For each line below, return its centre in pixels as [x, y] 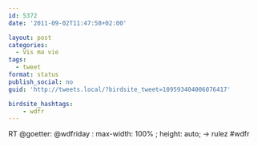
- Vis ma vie [37, 53]
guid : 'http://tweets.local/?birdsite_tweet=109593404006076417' [119, 89]
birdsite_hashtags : [41, 104]
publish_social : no [41, 82]
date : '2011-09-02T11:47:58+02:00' [68, 23]
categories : [28, 45]
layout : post [30, 37]
